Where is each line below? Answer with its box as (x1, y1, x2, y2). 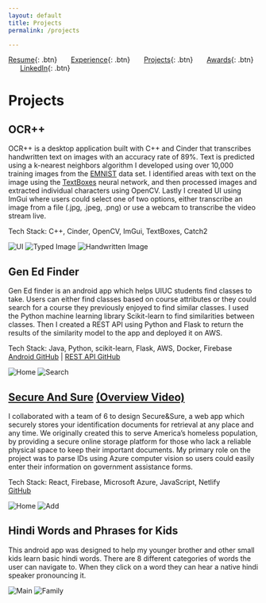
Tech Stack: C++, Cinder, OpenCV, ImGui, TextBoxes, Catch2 (8, 227, 208, 236)
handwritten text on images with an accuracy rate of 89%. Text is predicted (8, 152, 256, 162)
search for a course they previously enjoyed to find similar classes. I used (8, 303, 249, 313)
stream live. (8, 211, 46, 221)
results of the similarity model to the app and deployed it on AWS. (8, 328, 223, 338)
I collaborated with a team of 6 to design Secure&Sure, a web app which (8, 412, 245, 421)
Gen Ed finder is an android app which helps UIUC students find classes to (8, 286, 253, 296)
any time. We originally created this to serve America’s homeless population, (8, 428, 258, 437)
